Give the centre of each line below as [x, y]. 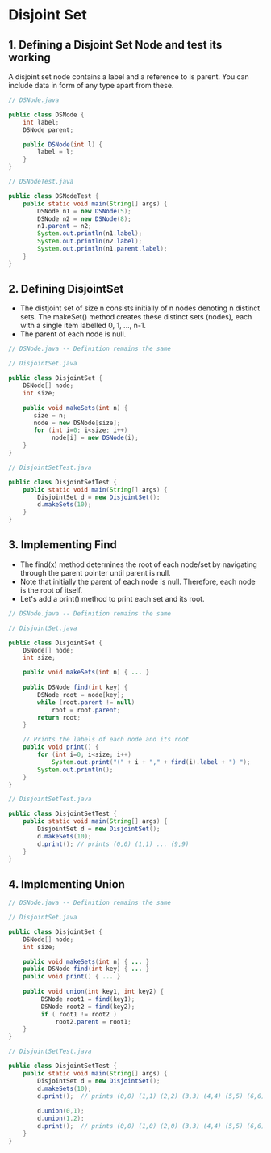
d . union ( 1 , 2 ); [61, 1119]
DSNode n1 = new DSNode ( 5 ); [84, 211]
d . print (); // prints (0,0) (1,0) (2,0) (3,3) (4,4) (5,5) [140, 1126]
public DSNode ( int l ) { [63, 144]
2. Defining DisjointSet [66, 289]
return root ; [59, 717]
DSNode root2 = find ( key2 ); [88, 1007]
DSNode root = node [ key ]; [81, 695]
